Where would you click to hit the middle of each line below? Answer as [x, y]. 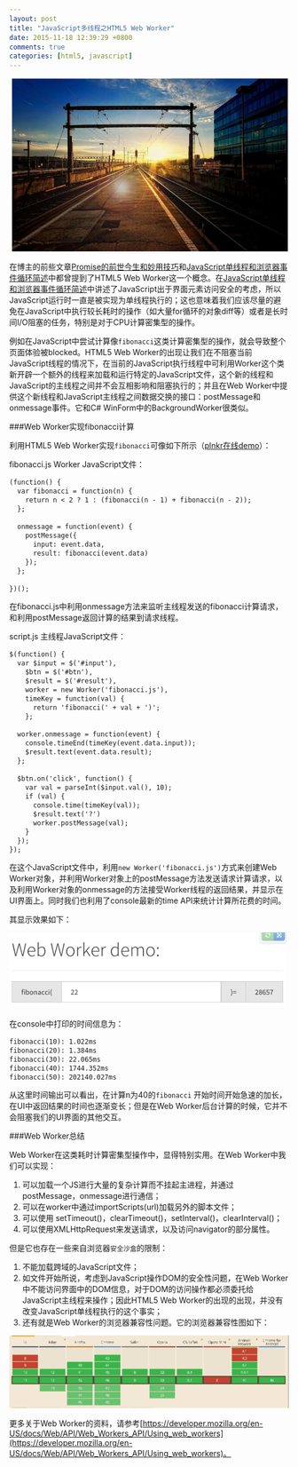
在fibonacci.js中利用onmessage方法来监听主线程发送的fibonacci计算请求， [146, 606]
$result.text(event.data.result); [89, 752]
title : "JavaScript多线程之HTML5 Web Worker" [92, 28]
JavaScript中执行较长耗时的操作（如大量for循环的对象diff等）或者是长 [153, 311]
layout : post [33, 19]
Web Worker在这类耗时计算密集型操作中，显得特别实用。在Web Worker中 [144, 1154]
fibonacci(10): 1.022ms [53, 1042]
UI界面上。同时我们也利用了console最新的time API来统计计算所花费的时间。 [148, 900]
